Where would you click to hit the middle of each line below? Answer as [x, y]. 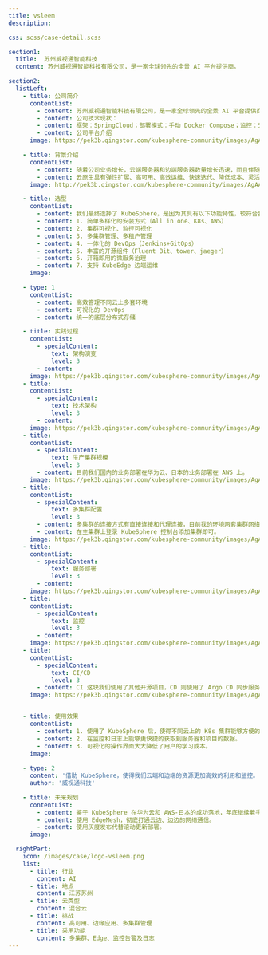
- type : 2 [39, 768]
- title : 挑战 [51, 916]
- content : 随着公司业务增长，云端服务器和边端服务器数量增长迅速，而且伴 [146, 170]
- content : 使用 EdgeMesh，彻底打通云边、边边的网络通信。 [126, 820]
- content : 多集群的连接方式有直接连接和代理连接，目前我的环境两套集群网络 [149, 525]
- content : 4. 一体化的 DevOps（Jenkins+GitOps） [117, 243]
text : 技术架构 [74, 406]
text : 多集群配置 [77, 510]
